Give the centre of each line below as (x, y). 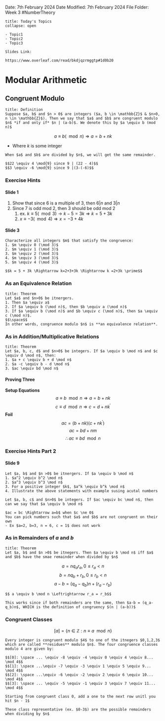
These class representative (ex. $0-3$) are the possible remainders (78, 709)
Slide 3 (12, 230)
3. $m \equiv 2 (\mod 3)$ (32, 254)
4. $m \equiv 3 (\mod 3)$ (32, 258)
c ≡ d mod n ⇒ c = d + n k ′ (83, 406)
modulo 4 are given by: (30, 649)
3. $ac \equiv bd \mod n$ (32, 368)
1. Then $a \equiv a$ (27, 302)
